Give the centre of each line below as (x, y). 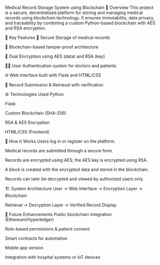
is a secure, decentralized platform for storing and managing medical (74, 13)
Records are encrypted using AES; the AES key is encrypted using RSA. (76, 160)
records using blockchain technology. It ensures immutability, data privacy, (80, 18)
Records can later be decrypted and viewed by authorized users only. (75, 179)
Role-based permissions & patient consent (48, 229)
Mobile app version (24, 248)
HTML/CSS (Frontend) (27, 132)
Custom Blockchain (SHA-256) (36, 113)
